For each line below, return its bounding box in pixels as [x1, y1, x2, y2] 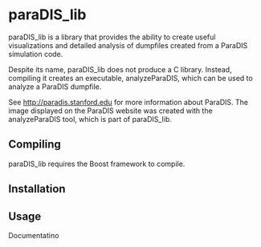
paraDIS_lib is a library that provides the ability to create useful [8, 32, 216, 42]
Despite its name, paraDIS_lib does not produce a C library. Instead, [8, 64, 232, 74]
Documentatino [8, 230, 59, 240]
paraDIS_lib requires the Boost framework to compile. [8, 159, 186, 168]
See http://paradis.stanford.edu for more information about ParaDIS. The [8, 97, 249, 107]
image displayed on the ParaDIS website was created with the [8, 106, 213, 115]
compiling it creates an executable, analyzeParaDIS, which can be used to [8, 73, 253, 83]
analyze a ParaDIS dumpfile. [8, 82, 102, 91]
